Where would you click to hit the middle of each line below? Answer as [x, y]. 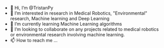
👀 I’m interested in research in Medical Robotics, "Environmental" [79, 13]
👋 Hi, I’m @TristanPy [32, 8]
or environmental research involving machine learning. [67, 35]
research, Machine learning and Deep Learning [60, 18]
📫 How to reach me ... [34, 40]
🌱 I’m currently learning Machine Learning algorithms [66, 24]
